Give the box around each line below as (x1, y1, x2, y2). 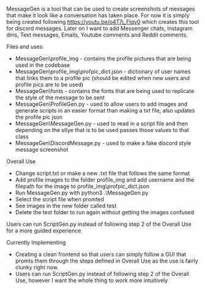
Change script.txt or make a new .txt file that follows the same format (15, 169, 190, 177)
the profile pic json (15, 113, 63, 121)
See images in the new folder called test (15, 202, 117, 209)
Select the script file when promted (15, 196, 104, 203)
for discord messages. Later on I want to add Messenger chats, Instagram (6, 24, 193, 32)
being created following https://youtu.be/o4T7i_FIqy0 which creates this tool (6, 18, 199, 25)
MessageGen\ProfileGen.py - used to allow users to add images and (15, 100, 188, 108)
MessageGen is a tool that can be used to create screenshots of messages (6, 6, 195, 12)
